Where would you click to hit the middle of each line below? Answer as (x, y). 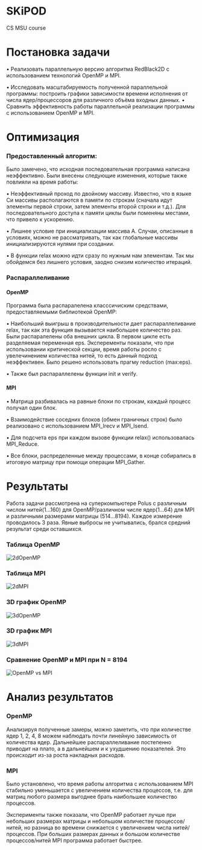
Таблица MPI (26, 573)
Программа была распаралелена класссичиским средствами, (87, 306)
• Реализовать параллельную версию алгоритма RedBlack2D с (88, 69)
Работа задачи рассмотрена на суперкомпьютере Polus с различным (96, 503)
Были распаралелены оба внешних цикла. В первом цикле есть (89, 336)
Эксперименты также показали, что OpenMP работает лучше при (91, 814)
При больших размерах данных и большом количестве (109, 834)
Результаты (37, 486)
